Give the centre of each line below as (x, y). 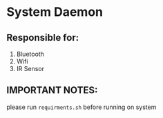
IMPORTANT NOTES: (52, 90)
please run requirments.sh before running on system (81, 107)
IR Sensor (30, 69)
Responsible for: (43, 38)
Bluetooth (30, 54)
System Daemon (55, 12)
